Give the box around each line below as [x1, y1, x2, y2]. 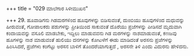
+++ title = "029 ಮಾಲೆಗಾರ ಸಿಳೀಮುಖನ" [6, 5, 88, 12]
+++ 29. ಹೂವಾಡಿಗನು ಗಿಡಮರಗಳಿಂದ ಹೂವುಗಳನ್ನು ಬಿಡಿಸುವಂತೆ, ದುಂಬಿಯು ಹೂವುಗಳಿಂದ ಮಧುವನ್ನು [6, 17, 185, 23]
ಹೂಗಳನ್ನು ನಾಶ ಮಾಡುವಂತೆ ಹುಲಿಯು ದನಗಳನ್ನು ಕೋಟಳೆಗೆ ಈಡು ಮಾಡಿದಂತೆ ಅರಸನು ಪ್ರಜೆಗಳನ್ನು [6, 36, 173, 43]
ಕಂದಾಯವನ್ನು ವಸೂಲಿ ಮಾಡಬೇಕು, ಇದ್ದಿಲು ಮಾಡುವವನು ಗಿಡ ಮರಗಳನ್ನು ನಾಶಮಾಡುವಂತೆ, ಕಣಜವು [6, 30, 178, 37]
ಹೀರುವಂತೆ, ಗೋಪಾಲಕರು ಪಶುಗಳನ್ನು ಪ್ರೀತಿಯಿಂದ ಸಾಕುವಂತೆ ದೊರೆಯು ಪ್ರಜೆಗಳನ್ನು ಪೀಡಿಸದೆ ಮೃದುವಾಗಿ [6, 23, 182, 30]
